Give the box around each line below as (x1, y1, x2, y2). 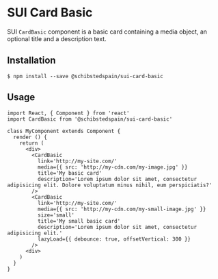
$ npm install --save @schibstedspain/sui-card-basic (7, 73, 164, 80)
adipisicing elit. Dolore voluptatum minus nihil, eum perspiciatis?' (7, 182, 213, 189)
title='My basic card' (37, 169, 103, 176)
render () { (13, 134, 48, 141)
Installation (7, 55, 56, 66)
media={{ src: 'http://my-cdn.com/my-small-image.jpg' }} (37, 206, 206, 213)
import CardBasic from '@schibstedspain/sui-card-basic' (7, 115, 173, 123)
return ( (19, 139, 44, 147)
